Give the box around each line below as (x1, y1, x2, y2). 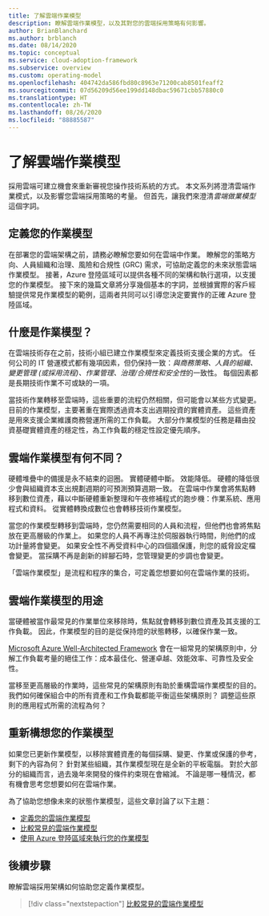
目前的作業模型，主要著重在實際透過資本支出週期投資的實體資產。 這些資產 (8, 406, 256, 415)
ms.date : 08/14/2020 (8, 42, 78, 50)
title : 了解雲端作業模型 (8, 11, 82, 20)
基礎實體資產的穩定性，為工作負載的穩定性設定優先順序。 (14, 426, 205, 435)
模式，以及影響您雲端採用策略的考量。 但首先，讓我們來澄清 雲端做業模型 (14, 191, 256, 200)
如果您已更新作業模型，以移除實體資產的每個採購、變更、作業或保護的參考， (8, 749, 261, 758)
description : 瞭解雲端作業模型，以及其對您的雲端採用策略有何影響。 (8, 19, 211, 27)
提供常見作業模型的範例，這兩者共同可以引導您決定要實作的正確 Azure (14, 289, 247, 299)
